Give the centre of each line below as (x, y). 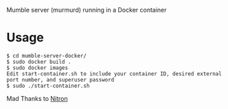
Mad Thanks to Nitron (37, 98)
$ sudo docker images (37, 68)
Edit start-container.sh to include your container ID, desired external (114, 74)
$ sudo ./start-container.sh (48, 86)
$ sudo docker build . (39, 62)
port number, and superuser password (60, 80)
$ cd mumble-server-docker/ (47, 56)
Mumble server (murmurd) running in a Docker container (87, 10)
